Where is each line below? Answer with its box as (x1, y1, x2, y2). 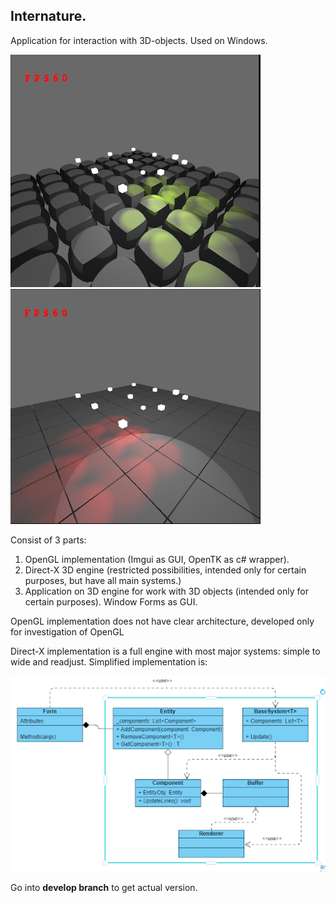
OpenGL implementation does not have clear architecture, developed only (10, 615, 315, 628)
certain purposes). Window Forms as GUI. (24, 596, 198, 608)
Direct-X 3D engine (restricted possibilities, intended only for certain (24, 564, 307, 576)
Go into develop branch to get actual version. (10, 882, 198, 894)
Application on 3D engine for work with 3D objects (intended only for (24, 585, 309, 598)
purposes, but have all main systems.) (24, 575, 182, 587)
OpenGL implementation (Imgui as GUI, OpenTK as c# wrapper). (24, 554, 290, 566)
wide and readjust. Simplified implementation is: (10, 656, 208, 668)
